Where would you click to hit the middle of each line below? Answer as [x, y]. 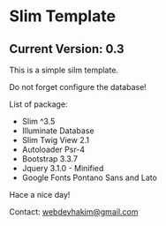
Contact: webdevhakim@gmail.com [74, 212]
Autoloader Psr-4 [53, 149]
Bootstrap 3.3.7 [49, 159]
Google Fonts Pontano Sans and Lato [89, 177]
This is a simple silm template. [64, 70]
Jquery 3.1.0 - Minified [63, 168]
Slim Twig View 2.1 [56, 140]
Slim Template [63, 16]
